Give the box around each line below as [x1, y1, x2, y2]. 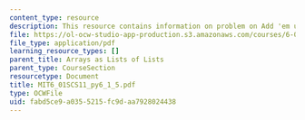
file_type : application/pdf [9, 38, 116, 48]
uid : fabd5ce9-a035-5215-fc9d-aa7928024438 [9, 97, 177, 106]
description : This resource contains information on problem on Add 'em [9, 22, 290, 31]
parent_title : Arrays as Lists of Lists [9, 55, 165, 64]
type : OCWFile [9, 88, 64, 97]
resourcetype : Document [9, 72, 100, 81]
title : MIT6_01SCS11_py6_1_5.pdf [9, 80, 136, 89]
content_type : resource [9, 13, 100, 23]
